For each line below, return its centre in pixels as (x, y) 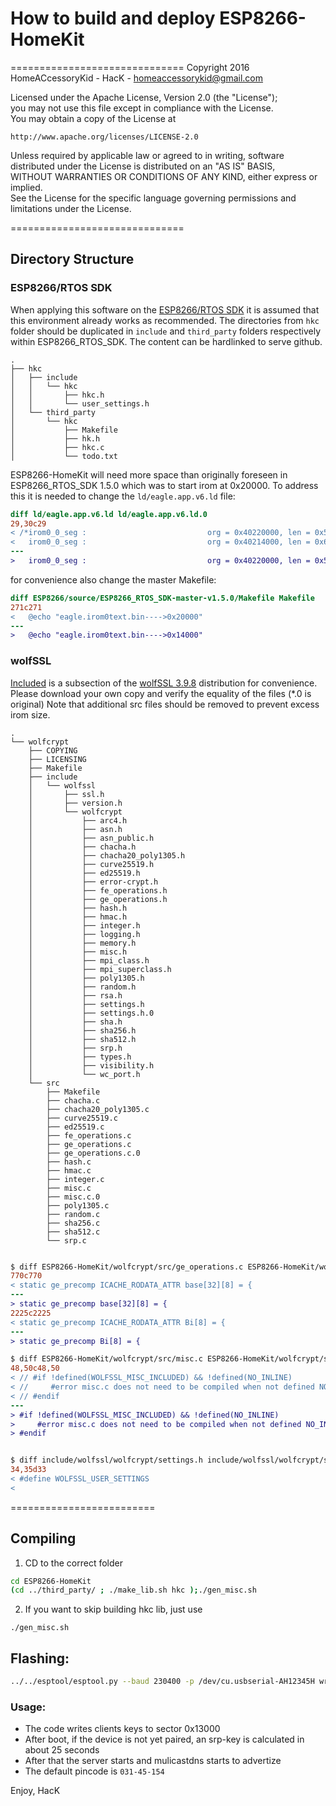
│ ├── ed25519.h (84, 873)
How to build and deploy (113, 18)
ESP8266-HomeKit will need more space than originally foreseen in (149, 474)
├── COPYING (53, 750)
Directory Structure (72, 259)
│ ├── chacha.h (82, 847)
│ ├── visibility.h (91, 1065)
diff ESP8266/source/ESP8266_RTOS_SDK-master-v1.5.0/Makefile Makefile (162, 598)
